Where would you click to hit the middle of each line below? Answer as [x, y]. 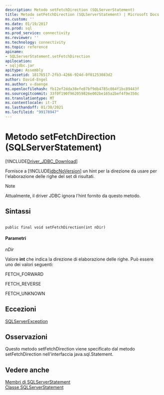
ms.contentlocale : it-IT [31, 103]
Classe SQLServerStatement [34, 387]
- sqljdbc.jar [20, 65]
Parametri [16, 238]
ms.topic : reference [27, 47]
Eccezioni [21, 309]
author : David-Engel [27, 79]
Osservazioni [26, 337]
